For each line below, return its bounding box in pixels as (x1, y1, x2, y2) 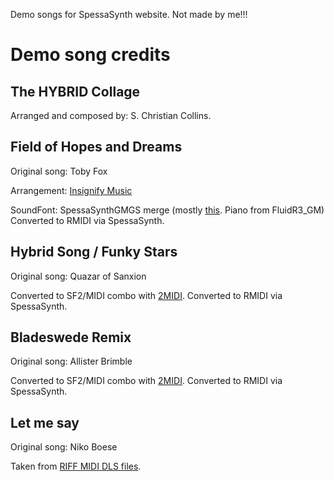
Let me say (10, 414, 80, 431)
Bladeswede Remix (10, 329, 132, 346)
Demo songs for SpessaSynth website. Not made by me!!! (10, 9, 248, 20)
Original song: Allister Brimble (10, 355, 133, 368)
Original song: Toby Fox (10, 165, 108, 177)
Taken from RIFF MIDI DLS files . (10, 460, 142, 473)
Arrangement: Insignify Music (10, 184, 133, 196)
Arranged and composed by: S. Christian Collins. (10, 110, 212, 121)
